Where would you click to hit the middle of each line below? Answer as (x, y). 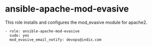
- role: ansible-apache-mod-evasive (42, 31)
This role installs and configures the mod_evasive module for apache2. (76, 22)
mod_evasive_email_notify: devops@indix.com (55, 40)
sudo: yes (19, 35)
